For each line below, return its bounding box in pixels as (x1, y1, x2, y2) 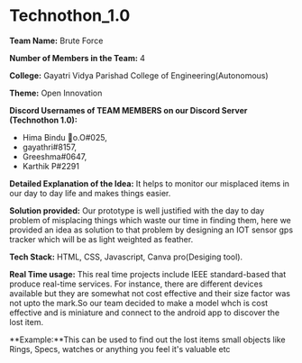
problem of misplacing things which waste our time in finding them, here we (9, 214, 291, 225)
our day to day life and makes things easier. (9, 187, 171, 198)
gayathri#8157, (22, 141, 78, 152)
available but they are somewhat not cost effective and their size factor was (9, 287, 291, 298)
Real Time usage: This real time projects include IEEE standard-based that (9, 268, 287, 279)
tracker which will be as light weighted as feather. (9, 233, 194, 244)
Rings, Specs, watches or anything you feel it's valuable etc (9, 343, 231, 354)
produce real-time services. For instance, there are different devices (9, 278, 263, 289)
